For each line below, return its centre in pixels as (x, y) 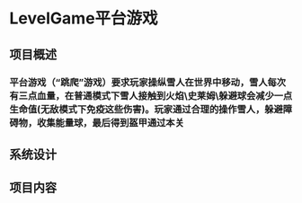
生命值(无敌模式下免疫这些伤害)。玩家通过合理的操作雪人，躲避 (146, 109)
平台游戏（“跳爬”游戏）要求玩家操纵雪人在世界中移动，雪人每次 (147, 82)
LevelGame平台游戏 (84, 18)
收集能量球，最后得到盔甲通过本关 (111, 122)
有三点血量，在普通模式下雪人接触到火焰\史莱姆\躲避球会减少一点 (151, 95)
